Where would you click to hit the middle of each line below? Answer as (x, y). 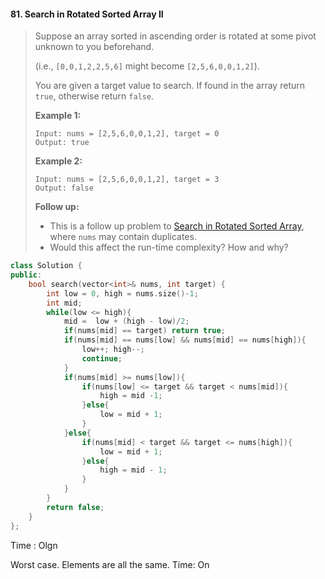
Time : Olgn (34, 545)
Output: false (64, 188)
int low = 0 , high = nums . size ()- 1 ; (122, 293)
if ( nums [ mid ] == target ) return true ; (144, 331)
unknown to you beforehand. (94, 47)
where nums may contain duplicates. (123, 237)
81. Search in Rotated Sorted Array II (87, 14)
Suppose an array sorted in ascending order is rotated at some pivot (175, 36)
